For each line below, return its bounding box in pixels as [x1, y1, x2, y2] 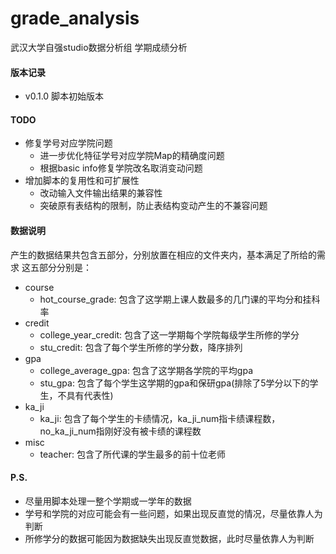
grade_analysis [10, 7, 140, 30]
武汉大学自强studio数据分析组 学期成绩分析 [10, 41, 188, 53]
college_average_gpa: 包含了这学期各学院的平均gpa [39, 364, 254, 376]
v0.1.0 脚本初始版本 [24, 90, 105, 102]
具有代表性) [66, 389, 114, 401]
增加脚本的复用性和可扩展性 [24, 175, 140, 187]
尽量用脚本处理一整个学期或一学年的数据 [24, 495, 192, 507]
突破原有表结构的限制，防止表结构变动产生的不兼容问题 [39, 200, 268, 212]
